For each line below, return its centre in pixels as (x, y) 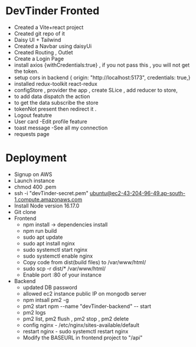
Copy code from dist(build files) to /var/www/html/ (84, 262)
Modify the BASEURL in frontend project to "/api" (83, 338)
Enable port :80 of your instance (62, 275)
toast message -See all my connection (61, 128)
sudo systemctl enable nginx (58, 256)
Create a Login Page (39, 59)
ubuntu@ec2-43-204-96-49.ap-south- (138, 193)
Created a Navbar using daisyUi (53, 46)
